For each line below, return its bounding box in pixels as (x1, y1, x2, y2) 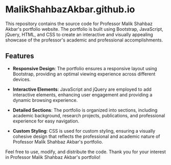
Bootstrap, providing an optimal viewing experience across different (12, 71, 156, 77)
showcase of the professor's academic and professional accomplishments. (5, 37, 163, 43)
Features (5, 52, 34, 60)
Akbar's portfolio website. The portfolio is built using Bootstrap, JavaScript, (5, 26, 163, 32)
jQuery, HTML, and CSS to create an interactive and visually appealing (5, 31, 153, 37)
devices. (12, 76, 31, 82)
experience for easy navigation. (12, 118, 80, 124)
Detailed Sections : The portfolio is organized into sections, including (12, 107, 158, 113)
